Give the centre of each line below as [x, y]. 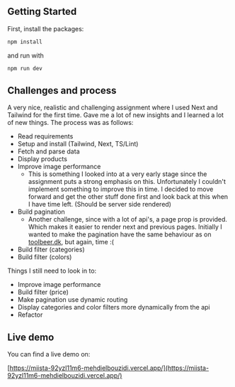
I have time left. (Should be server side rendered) [100, 205]
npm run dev [25, 68]
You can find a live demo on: [49, 354]
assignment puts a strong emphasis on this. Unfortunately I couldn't [127, 182]
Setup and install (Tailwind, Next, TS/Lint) [78, 144]
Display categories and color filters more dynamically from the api [114, 307]
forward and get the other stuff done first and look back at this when [128, 197]
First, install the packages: [46, 28]
